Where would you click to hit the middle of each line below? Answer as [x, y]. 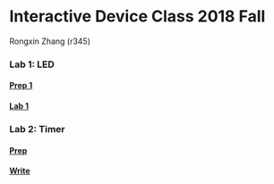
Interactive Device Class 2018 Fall [137, 17]
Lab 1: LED [32, 64]
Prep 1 [21, 86]
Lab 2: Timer [37, 129]
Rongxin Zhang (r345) [50, 41]
